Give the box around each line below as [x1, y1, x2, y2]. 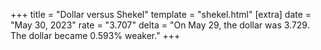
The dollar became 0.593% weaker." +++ [10, 30, 181, 41]
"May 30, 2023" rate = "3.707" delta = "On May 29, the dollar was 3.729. [10, 19, 310, 31]
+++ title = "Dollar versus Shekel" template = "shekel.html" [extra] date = [10, 9, 312, 20]
